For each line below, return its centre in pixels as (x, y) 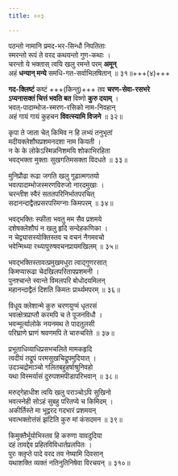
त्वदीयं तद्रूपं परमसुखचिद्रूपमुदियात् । (52, 358)
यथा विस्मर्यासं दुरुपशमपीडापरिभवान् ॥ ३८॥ (63, 376)
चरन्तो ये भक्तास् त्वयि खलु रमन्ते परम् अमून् (62, 64)
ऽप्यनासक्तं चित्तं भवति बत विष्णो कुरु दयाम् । (64, 98)
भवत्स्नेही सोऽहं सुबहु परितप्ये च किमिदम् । (61, 401)
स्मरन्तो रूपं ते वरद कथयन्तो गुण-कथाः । (60, 55)
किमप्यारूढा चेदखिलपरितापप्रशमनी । (54, 271)
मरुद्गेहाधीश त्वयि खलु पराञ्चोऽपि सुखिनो (60, 392)
